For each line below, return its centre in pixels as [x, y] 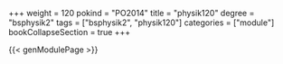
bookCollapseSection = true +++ [70, 32]
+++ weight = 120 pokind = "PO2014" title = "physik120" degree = [132, 13]
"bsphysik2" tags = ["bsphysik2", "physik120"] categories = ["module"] [141, 23]
